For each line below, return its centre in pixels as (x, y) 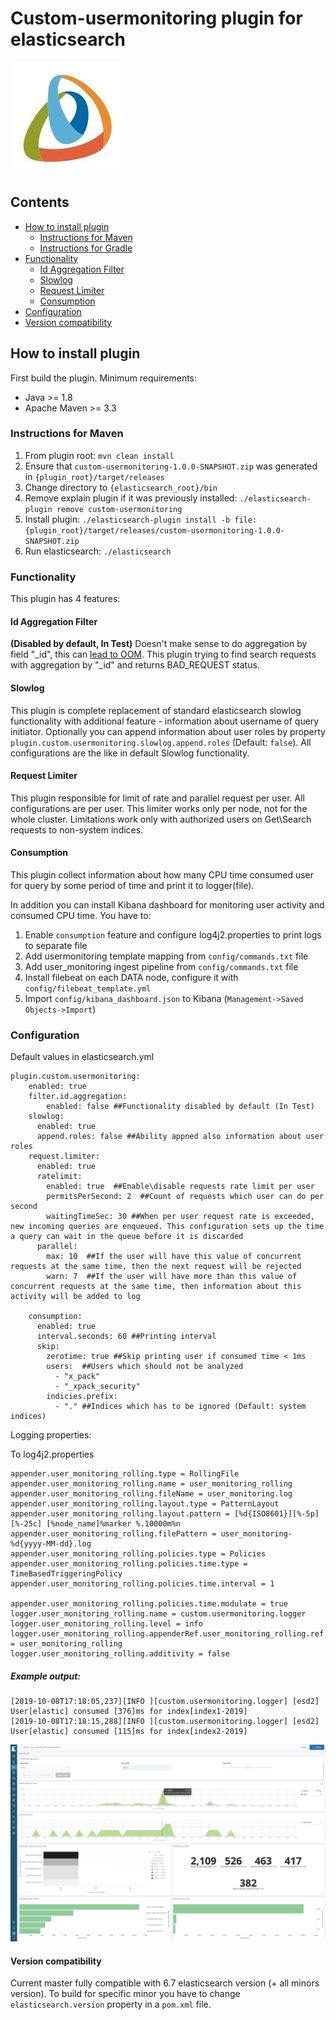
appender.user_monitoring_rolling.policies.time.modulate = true (149, 1604)
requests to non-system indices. (77, 829)
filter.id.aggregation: (78, 1097)
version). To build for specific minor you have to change (125, 1994)
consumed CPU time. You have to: (81, 915)
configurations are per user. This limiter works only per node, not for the (159, 808)
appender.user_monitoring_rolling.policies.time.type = (129, 1564)
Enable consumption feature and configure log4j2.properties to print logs (173, 934)
